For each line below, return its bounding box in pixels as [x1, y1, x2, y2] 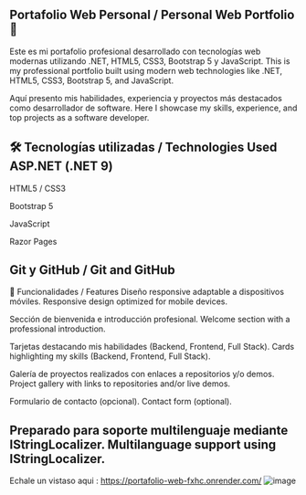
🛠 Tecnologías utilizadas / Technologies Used [9, 140, 278, 155]
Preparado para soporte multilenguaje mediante [9, 422, 289, 437]
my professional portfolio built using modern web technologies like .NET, [9, 65, 283, 76]
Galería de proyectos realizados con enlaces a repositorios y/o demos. [9, 369, 275, 380]
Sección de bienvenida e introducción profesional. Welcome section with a [9, 314, 290, 325]
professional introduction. [9, 323, 107, 334]
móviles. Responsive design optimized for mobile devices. [9, 296, 228, 307]
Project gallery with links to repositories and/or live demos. [9, 378, 231, 389]
